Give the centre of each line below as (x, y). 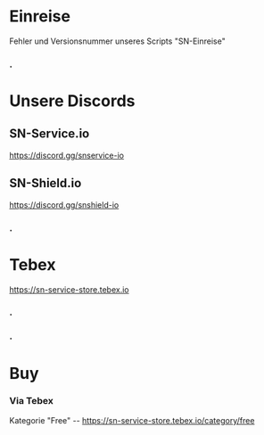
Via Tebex (31, 401)
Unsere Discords (72, 101)
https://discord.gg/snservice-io (67, 155)
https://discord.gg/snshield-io (64, 205)
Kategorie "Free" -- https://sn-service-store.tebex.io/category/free (132, 420)
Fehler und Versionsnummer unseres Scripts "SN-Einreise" (117, 41)
